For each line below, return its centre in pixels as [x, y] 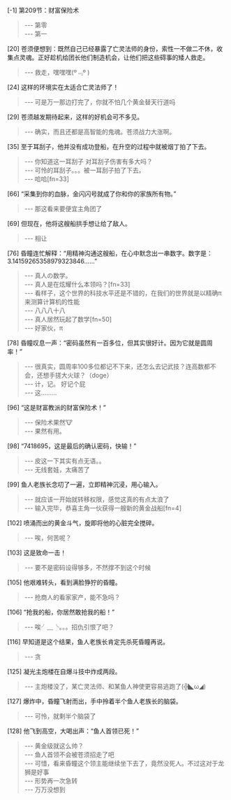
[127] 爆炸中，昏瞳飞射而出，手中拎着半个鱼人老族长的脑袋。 [95, 701]
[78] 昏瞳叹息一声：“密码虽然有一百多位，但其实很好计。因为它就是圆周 [110, 343]
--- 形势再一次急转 [51, 781]
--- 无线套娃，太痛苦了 [57, 470]
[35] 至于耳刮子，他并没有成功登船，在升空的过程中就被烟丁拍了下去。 [109, 147]
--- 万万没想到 [45, 790]
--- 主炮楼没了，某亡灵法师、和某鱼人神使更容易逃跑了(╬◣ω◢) [115, 686]
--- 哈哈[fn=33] [47, 179]
